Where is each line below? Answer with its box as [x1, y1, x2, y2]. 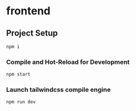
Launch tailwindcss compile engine [6, 85, 111, 94]
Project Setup [6, 28, 58, 38]
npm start [6, 72, 31, 78]
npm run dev [6, 99, 36, 105]
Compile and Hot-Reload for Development [6, 58, 130, 66]
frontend [6, 4, 51, 18]
